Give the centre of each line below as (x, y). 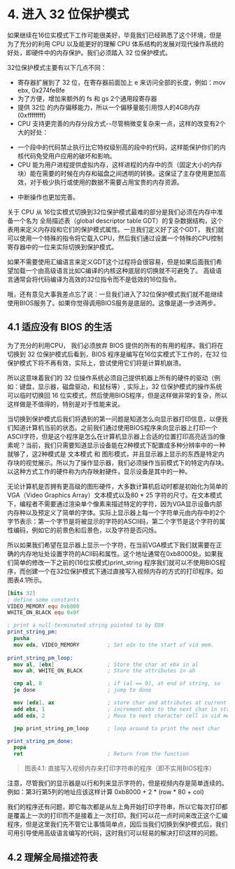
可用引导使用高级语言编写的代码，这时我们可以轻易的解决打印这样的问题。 (114, 833)
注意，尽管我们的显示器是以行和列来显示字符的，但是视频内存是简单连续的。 (117, 783)
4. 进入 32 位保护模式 (68, 14)
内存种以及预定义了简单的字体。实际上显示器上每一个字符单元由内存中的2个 (116, 513)
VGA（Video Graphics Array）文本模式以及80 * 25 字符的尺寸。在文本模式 (115, 495)
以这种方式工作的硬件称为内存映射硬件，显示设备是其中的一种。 (99, 471)
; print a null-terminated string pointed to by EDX (86, 625)
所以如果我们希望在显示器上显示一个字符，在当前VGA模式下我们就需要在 (112, 545)
